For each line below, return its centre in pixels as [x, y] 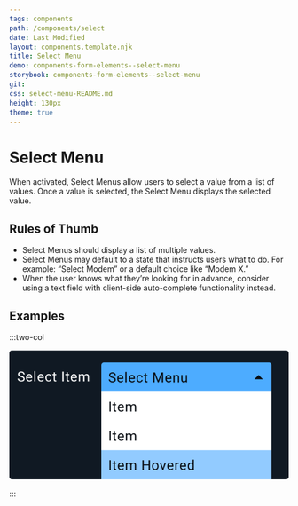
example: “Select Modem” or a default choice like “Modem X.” [135, 269]
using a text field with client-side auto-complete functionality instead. [149, 288]
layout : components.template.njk [71, 47]
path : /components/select [57, 28]
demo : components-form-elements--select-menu [94, 66]
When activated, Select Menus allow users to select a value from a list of [142, 182]
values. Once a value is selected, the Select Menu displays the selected [140, 192]
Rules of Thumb [54, 229]
